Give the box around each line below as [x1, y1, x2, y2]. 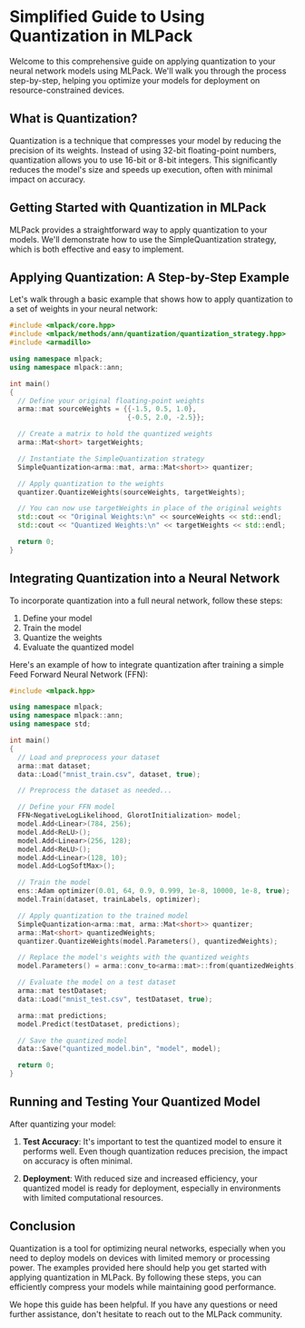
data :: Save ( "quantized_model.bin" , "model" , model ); [17, 1045, 221, 1054]
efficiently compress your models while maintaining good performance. [9, 1281, 277, 1292]
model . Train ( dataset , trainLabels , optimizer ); [17, 895, 202, 905]
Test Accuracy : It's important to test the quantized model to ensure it [22, 1135, 282, 1146]
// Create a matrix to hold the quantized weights [17, 430, 213, 439]
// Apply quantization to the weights [17, 479, 165, 488]
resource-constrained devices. [9, 84, 125, 95]
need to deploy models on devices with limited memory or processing [9, 1252, 271, 1264]
